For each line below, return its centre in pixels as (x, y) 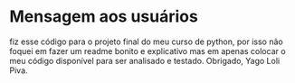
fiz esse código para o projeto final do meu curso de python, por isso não (146, 41)
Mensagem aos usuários (104, 17)
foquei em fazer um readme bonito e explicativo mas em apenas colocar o (148, 51)
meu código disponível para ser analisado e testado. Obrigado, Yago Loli (145, 60)
